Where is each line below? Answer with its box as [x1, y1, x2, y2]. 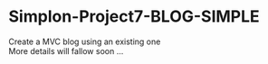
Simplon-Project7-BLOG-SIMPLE [8, 6, 260, 27]
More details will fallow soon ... [8, 45, 124, 56]
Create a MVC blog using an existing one [8, 36, 161, 47]
